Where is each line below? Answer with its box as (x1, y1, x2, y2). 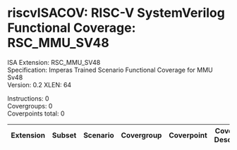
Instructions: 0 (7, 94, 49, 103)
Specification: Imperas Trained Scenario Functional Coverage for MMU (7, 65, 213, 74)
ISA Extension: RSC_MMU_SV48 (7, 58, 101, 66)
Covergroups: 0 (7, 101, 53, 110)
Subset (51, 130, 77, 140)
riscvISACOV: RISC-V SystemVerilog (7, 5, 226, 21)
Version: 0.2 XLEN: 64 (7, 80, 72, 89)
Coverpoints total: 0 (7, 109, 65, 118)
